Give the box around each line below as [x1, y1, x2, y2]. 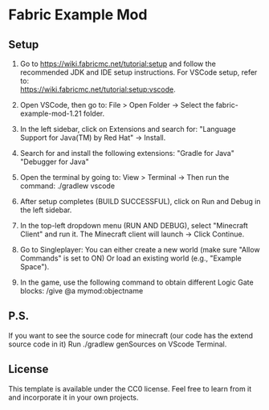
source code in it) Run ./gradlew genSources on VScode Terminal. [8, 339, 227, 349]
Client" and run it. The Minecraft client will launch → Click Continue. [19, 229, 245, 239]
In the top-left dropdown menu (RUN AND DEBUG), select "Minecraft [19, 221, 249, 230]
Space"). [19, 262, 50, 271]
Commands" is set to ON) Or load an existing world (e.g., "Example [19, 253, 243, 263]
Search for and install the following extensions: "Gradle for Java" [19, 149, 234, 158]
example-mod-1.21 [19, 109, 82, 118]
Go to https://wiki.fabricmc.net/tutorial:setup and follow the [19, 59, 217, 68]
